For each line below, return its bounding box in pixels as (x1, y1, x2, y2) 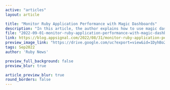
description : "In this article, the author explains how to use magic (5, 26, 157, 31)
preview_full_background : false (5, 59, 73, 64)
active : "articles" (5, 7, 47, 13)
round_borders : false (5, 77, 51, 82)
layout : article (5, 12, 39, 17)
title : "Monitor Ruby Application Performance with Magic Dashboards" (5, 21, 157, 26)
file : (5, 31, 17, 36)
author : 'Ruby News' (5, 49, 49, 55)
